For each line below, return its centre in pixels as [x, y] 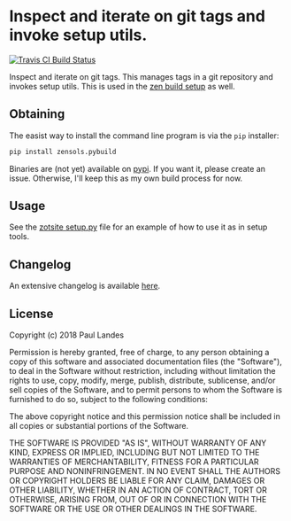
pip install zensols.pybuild [63, 152]
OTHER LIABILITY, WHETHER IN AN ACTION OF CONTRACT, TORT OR [138, 490]
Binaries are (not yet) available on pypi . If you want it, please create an [138, 168]
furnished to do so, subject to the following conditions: [108, 400]
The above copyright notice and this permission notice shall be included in [145, 416]
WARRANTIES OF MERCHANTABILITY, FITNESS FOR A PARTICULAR [134, 462]
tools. [19, 237]
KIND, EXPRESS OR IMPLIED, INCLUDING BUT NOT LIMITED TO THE [134, 453]
